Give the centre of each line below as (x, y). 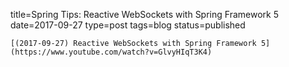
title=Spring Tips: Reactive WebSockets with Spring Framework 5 (144, 14)
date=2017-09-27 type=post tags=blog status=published (128, 25)
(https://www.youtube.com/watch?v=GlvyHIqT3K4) (111, 52)
